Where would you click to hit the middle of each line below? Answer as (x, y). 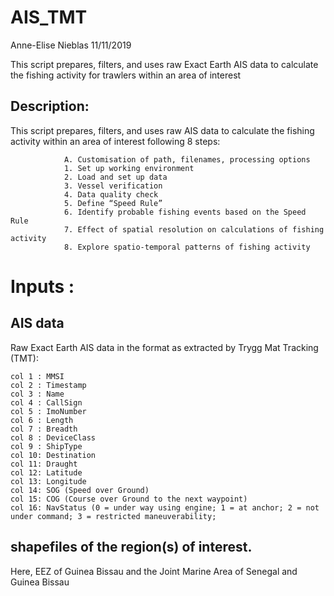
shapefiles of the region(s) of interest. (131, 547)
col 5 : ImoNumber (48, 411)
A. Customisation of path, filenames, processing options (187, 159)
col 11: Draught (44, 464)
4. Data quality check (111, 194)
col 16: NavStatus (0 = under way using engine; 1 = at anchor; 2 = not (165, 507)
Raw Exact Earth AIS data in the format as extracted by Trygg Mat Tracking (164, 347)
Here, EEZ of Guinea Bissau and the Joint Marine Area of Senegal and (154, 571)
